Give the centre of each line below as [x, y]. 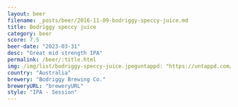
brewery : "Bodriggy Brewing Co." [57, 79]
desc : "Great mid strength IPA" [55, 53]
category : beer [30, 33]
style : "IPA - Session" [42, 92]
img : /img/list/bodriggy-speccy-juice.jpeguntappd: [85, 66]
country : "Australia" [39, 73]
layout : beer [27, 14]
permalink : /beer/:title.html [52, 60]
